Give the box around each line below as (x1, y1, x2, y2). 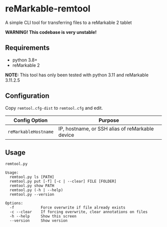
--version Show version (9, 218, 68, 224)
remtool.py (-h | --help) (9, 188, 64, 193)
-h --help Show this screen (9, 214, 77, 219)
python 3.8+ (12, 57, 38, 63)
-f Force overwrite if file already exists (9, 205, 126, 210)
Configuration (5, 92, 50, 100)
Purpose (98, 117, 119, 124)
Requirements (5, 43, 50, 52)
